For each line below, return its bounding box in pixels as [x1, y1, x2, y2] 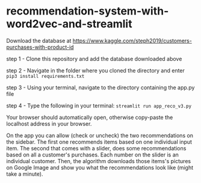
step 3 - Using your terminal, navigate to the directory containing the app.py [6, 83, 195, 91]
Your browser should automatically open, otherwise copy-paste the [6, 114, 173, 121]
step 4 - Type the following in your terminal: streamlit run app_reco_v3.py [6, 101, 192, 109]
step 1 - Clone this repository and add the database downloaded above [6, 55, 182, 62]
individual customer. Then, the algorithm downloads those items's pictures [6, 157, 191, 164]
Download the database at [6, 37, 72, 44]
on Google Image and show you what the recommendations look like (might [6, 164, 194, 171]
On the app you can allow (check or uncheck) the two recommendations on [6, 132, 194, 139]
